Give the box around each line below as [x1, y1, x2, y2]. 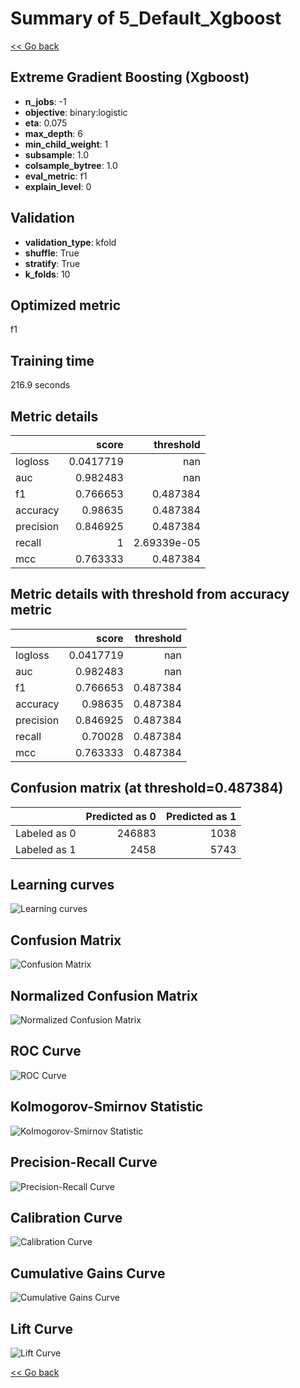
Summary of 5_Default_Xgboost [10, 7, 282, 30]
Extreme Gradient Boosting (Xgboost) [10, 69, 250, 86]
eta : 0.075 [24, 117, 68, 129]
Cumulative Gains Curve [10, 1265, 166, 1282]
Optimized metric [10, 297, 122, 314]
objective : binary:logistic [24, 106, 128, 118]
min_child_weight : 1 [24, 138, 109, 150]
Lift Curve [10, 1320, 73, 1337]
